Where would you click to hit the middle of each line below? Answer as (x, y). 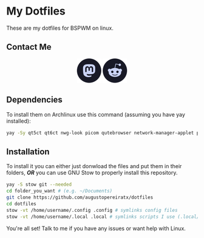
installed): (19, 121)
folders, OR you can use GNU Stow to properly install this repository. (92, 173)
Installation (28, 151)
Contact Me (29, 47)
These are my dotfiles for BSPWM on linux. (60, 28)
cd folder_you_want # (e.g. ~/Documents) (59, 191)
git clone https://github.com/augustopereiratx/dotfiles (80, 197)
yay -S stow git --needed (39, 185)
